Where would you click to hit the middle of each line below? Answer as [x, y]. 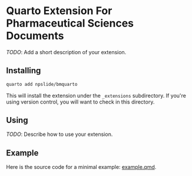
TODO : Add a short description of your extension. [66, 52]
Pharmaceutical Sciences [70, 23]
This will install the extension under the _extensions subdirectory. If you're [96, 95]
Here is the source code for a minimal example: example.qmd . [81, 167]
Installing [24, 71]
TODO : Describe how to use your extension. [59, 134]
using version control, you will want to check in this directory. [80, 102]
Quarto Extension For [59, 11]
